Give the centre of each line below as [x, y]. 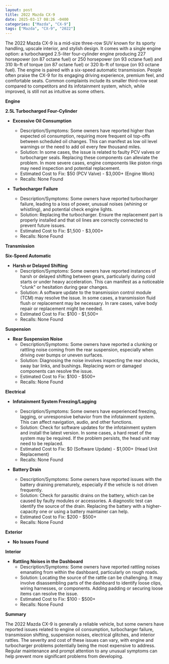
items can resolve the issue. [49, 594]
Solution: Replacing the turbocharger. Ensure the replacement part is [91, 215]
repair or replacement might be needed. [62, 308]
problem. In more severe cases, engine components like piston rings [91, 163]
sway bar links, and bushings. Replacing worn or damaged [81, 366]
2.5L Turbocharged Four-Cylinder [41, 111]
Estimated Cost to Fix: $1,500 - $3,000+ [62, 231]
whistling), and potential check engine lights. [67, 209]
